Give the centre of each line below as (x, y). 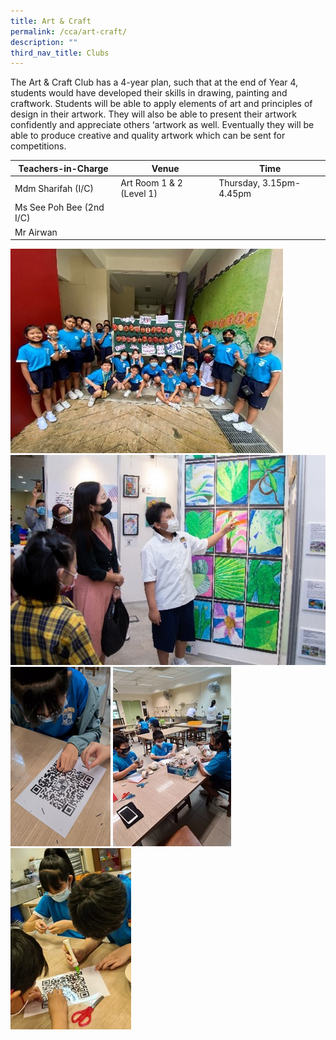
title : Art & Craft (51, 21)
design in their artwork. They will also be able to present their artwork (153, 114)
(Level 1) (139, 193)
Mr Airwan (36, 232)
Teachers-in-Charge (63, 168)
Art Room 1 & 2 (151, 183)
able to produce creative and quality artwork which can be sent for (148, 136)
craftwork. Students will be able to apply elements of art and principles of (161, 104)
